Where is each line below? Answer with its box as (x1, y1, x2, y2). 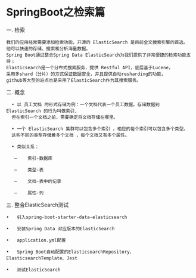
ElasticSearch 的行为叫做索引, (6, 108, 77, 114)
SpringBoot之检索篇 (6, 5, 105, 19)
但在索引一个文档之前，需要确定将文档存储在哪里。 (11, 114, 118, 120)
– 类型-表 (14, 166, 44, 173)
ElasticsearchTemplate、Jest (6, 255, 77, 261)
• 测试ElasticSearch (6, 267, 61, 273)
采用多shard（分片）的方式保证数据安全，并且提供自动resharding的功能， (6, 71, 166, 77)
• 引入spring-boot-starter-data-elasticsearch (6, 214, 127, 220)
